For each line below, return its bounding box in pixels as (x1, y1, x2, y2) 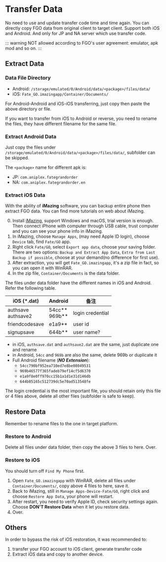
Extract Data (5, 59, 44, 68)
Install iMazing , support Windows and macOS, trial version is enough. (12, 218, 154, 224)
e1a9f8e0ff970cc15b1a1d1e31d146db (19, 374, 91, 379)
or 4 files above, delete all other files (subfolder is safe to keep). (5, 393, 135, 399)
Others (5, 523, 27, 532)
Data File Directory (5, 74, 51, 81)
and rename (12, 347, 37, 353)
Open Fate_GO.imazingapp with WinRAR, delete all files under (12, 477, 136, 483)
